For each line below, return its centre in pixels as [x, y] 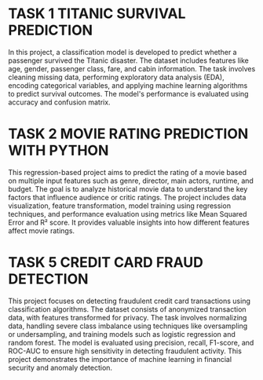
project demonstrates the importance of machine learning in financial [120, 359]
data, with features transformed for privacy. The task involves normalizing [128, 317]
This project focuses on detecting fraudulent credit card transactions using [130, 301]
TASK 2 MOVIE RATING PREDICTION [128, 134]
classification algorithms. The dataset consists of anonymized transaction [127, 309]
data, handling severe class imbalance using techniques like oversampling [128, 326]
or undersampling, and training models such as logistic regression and [122, 334]
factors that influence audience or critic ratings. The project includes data [127, 197]
